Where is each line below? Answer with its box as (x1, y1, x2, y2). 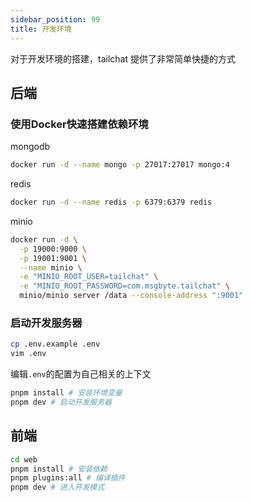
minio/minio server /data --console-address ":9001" (19, 291, 244, 301)
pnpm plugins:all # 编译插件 (10, 473, 126, 483)
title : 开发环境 (10, 24, 72, 34)
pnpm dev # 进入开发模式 (10, 482, 105, 493)
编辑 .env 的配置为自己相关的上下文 (10, 368, 152, 380)
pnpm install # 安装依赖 (10, 464, 108, 474)
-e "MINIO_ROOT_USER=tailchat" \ (19, 272, 159, 282)
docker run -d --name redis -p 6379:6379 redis (10, 197, 213, 208)
